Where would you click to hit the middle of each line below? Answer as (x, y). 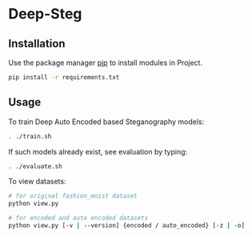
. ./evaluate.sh (35, 166)
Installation (37, 44)
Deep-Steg (45, 14)
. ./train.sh (30, 136)
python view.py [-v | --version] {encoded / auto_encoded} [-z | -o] (127, 226)
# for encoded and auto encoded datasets (78, 218)
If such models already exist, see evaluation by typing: (98, 151)
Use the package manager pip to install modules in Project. (105, 62)
